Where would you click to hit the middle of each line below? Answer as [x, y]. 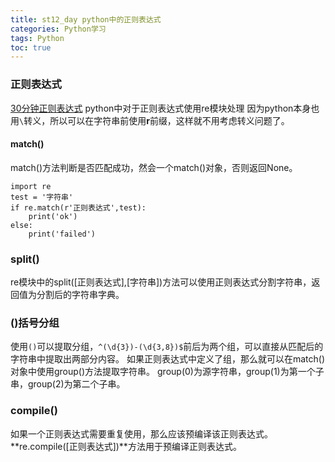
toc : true [31, 47]
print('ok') [53, 216]
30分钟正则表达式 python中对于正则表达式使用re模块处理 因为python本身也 [165, 108]
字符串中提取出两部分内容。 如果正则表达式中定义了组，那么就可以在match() [167, 359]
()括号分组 [35, 323]
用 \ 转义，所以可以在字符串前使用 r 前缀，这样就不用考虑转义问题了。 [150, 120]
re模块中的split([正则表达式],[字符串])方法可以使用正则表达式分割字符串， [161, 282]
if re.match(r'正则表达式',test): [78, 207]
